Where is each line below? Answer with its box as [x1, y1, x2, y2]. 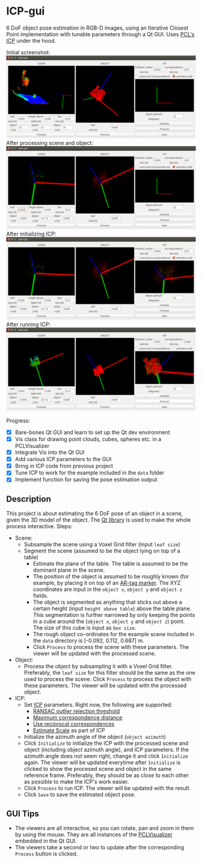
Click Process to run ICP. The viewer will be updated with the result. [23, 785, 191, 792]
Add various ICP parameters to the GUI [14, 456, 112, 463]
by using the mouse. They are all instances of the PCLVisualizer [14, 831, 173, 838]
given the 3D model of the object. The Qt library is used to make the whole [6, 516, 191, 523]
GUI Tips [6, 808, 39, 819]
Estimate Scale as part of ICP [32, 727, 105, 734]
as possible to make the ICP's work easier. [23, 778, 129, 785]
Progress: [6, 417, 30, 424]
